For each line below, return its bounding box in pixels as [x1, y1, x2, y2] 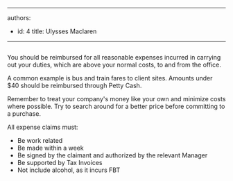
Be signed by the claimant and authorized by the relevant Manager [17, 151, 208, 160]
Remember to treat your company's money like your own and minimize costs [7, 95, 226, 103]
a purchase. [7, 110, 42, 118]
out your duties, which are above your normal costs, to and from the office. [7, 60, 222, 69]
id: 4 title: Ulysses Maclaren [17, 27, 97, 35]
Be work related [17, 137, 63, 144]
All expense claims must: [7, 123, 78, 131]
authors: [7, 14, 31, 21]
